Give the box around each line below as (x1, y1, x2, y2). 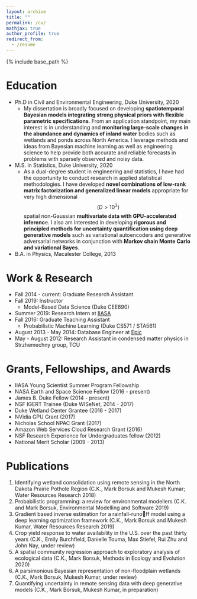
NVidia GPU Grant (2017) (14, 413, 76, 420)
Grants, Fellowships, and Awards (6, 362, 171, 376)
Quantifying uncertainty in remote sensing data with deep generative (14, 580, 183, 587)
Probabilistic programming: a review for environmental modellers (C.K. (14, 498, 186, 505)
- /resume (11, 42, 35, 48)
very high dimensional (23, 193, 78, 200)
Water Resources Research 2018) (14, 492, 96, 499)
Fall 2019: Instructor (14, 297, 63, 305)
